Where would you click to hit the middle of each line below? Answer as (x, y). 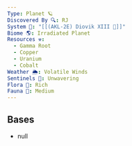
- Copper (26, 53)
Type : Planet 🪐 (30, 14)
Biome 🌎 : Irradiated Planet (49, 33)
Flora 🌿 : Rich (28, 85)
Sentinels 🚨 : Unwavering (43, 78)
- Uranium (27, 59)
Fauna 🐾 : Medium (31, 91)
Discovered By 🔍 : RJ (38, 20)
